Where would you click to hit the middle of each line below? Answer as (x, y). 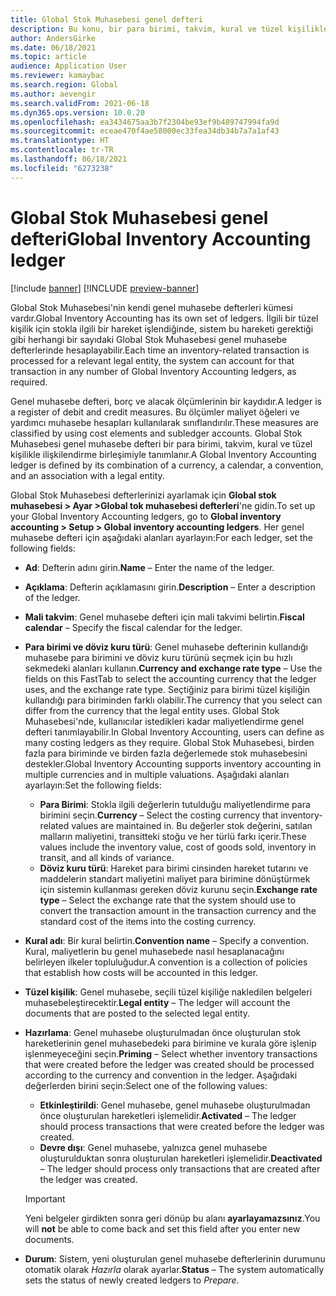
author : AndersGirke (53, 38)
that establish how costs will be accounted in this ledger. (141, 972)
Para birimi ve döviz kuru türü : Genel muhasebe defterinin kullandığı (166, 647)
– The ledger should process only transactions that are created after (180, 1168)
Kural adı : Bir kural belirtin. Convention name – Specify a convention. (167, 940)
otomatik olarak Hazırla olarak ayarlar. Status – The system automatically (174, 1269)
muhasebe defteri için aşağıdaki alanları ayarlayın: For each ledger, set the (162, 537)
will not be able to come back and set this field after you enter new (162, 1228)
